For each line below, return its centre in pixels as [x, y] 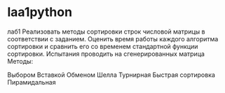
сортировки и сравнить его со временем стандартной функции [103, 46]
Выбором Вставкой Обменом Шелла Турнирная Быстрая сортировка [111, 75]
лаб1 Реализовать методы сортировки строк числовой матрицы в [106, 31]
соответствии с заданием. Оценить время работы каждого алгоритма [113, 38]
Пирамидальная [32, 82]
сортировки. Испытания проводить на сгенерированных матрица [106, 54]
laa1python [40, 12]
